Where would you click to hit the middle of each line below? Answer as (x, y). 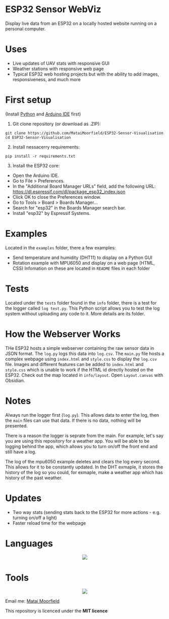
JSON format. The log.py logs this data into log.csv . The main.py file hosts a (85, 353)
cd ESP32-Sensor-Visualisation (38, 137)
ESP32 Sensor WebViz (53, 9)
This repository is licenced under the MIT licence (57, 611)
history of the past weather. (34, 478)
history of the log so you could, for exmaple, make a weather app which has (84, 472)
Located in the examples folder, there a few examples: (61, 247)
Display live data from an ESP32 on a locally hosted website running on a (81, 23)
